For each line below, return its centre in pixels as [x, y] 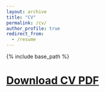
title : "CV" [21, 17]
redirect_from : [25, 34]
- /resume [24, 39]
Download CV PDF [52, 81]
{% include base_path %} [38, 56]
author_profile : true [33, 28]
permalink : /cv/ [26, 23]
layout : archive [26, 12]
